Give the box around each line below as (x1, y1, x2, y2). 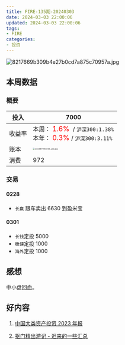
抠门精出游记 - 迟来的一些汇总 (14, 332, 88, 340)
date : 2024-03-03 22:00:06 (6, 14, 73, 20)
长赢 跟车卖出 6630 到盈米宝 (14, 204, 83, 212)
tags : (6, 25, 20, 32)
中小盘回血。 (6, 284, 37, 291)
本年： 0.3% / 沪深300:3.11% (33, 133, 113, 142)
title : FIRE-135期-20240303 (6, 8, 75, 15)
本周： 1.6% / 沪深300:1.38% (33, 125, 114, 133)
